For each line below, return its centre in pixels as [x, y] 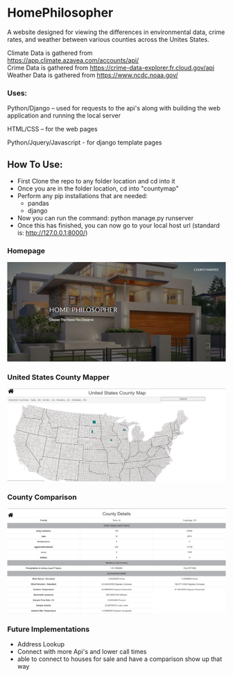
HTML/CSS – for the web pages [53, 129]
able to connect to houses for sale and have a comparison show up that [120, 659]
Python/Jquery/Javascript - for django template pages [85, 142]
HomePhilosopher [60, 13]
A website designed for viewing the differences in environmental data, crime [116, 32]
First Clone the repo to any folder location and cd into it [96, 181]
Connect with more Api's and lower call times [82, 652]
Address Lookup [41, 644]
